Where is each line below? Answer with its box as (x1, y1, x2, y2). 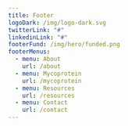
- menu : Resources (15, 84, 76, 92)
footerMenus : (8, 48, 51, 56)
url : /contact (22, 106, 68, 114)
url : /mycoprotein (22, 77, 82, 85)
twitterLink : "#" (8, 26, 65, 34)
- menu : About (15, 56, 61, 63)
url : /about (22, 63, 61, 70)
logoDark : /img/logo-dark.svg (8, 19, 107, 27)
